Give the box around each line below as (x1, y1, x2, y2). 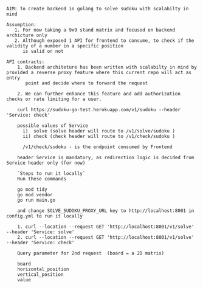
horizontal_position (17, 266, 69, 272)
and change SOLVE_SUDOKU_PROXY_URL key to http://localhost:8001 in (17, 208, 194, 214)
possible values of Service (17, 123, 88, 129)
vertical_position (17, 272, 64, 278)
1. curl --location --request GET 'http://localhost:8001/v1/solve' (17, 224, 194, 230)
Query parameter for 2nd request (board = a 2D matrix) (17, 250, 165, 256)
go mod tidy (17, 187, 47, 193)
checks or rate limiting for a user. (6, 96, 102, 102)
